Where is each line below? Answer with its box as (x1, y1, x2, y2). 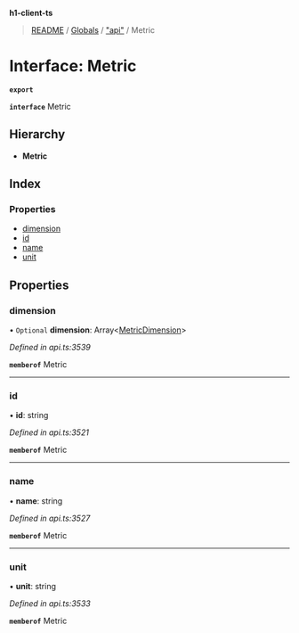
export (9, 85, 34, 95)
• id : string (9, 410, 49, 421)
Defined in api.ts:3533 (9, 598, 91, 609)
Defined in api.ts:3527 (9, 513, 91, 523)
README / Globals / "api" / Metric (30, 25, 156, 35)
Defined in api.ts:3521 (9, 427, 89, 438)
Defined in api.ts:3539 (9, 342, 91, 353)
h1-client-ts (9, 8, 53, 18)
